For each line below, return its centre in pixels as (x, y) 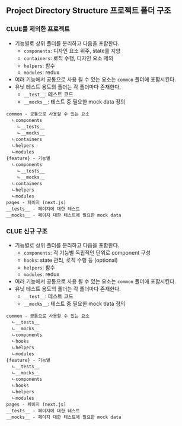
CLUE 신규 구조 (27, 231)
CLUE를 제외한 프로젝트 (38, 29)
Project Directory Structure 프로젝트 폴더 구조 (89, 11)
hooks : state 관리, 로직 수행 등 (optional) (71, 260)
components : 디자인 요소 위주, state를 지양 (72, 51)
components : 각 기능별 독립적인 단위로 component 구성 (87, 252)
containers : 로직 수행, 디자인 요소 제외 (68, 58)
